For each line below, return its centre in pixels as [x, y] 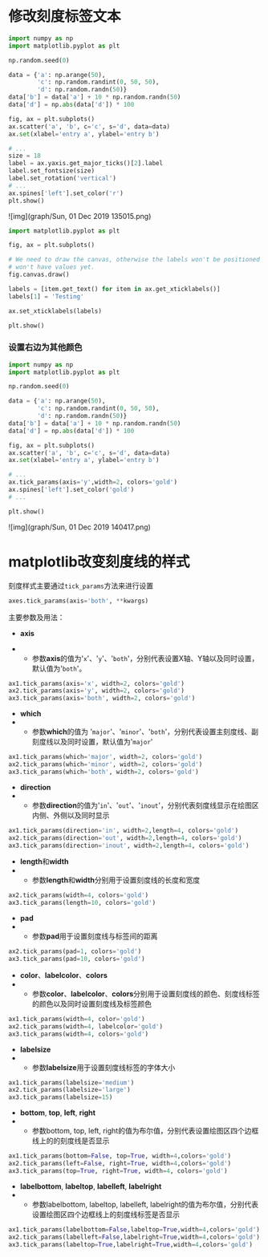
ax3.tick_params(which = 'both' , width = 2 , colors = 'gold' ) [104, 772]
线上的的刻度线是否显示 [71, 1141]
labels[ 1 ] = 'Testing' [46, 296]
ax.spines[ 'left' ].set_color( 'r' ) [66, 193]
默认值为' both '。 [59, 668]
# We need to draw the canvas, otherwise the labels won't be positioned [134, 260]
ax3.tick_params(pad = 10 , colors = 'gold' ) [77, 959]
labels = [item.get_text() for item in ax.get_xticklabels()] [114, 289]
